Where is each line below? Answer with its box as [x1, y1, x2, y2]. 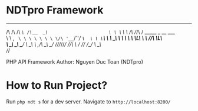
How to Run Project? [6, 79, 108, 92]
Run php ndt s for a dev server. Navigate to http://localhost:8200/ [6, 98, 171, 105]
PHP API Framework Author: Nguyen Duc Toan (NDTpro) [6, 58, 143, 65]
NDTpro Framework [6, 4, 104, 17]
